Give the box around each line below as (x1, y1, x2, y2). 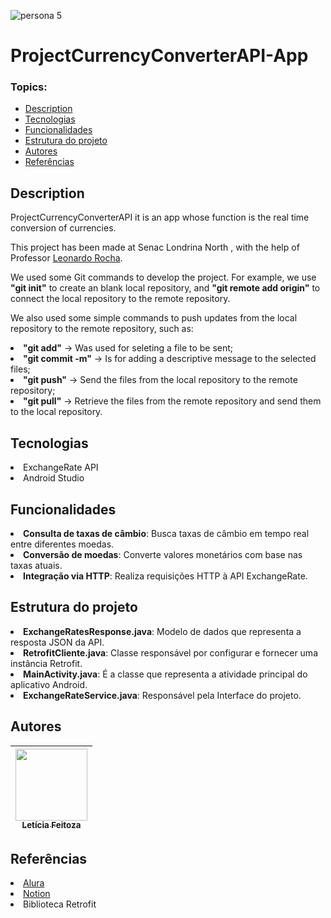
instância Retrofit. (10, 657, 83, 669)
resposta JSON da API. (10, 636, 105, 648)
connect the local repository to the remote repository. (10, 293, 231, 305)
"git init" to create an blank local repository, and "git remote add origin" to (10, 282, 321, 294)
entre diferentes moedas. (10, 538, 115, 550)
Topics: (10, 80, 48, 94)
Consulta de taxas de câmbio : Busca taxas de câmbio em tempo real (23, 527, 310, 539)
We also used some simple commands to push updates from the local (10, 312, 298, 324)
